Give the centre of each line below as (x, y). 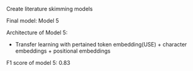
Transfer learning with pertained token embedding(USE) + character (101, 44)
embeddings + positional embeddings (63, 51)
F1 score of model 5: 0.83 (38, 63)
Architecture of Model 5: (37, 32)
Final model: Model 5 (33, 21)
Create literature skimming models (49, 9)
